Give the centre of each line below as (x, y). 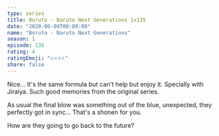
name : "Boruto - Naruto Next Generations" (69, 33)
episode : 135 (26, 45)
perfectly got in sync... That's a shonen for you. (75, 112)
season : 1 (21, 39)
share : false (26, 65)
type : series (26, 13)
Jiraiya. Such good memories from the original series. (83, 91)
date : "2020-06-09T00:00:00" (49, 26)
